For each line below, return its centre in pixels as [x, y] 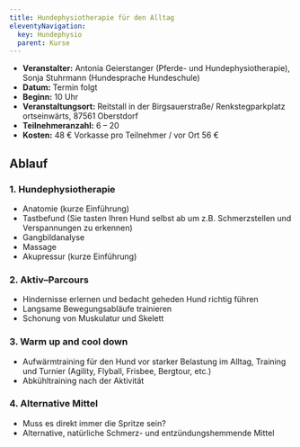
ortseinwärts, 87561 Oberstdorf [80, 116]
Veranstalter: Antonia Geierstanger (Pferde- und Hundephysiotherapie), [156, 68]
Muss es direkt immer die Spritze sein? [94, 423]
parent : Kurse [44, 43]
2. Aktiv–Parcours [49, 280]
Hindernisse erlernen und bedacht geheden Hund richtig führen [140, 299]
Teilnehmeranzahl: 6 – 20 [71, 126]
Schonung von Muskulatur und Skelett [93, 318]
